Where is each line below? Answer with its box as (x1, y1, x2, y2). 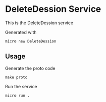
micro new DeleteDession (5, 38, 56, 44)
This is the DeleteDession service (5, 20, 73, 26)
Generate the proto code (5, 65, 55, 71)
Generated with (5, 29, 37, 35)
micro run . (5, 93, 30, 98)
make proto (5, 75, 28, 80)
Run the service (5, 83, 37, 89)
